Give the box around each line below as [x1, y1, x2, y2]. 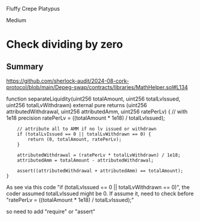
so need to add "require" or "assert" [6, 208, 96, 215]
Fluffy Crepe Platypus [6, 5, 60, 12]
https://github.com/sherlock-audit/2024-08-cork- [6, 77, 129, 84]
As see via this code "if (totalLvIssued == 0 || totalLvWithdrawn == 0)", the [6, 184, 190, 190]
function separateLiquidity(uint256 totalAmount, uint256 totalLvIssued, [6, 95, 181, 102]
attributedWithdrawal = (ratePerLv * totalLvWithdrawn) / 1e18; [17, 152, 181, 158]
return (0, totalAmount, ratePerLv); [28, 137, 122, 143]
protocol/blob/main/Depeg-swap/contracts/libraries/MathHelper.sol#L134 [6, 84, 189, 90]
